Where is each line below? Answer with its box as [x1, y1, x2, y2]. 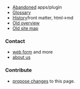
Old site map [12, 25, 39, 31]
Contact [5, 37, 25, 44]
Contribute [5, 67, 32, 74]
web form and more [12, 49, 53, 55]
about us [12, 54, 31, 60]
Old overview [12, 20, 40, 26]
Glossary [12, 9, 31, 15]
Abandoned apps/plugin [12, 4, 62, 10]
